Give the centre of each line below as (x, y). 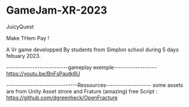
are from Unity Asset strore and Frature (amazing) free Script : (82, 91)
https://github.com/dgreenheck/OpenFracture (62, 98)
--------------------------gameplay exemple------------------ (82, 67)
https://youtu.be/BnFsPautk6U (43, 73)
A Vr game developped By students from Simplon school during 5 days (92, 49)
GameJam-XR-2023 (57, 10)
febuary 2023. (24, 56)
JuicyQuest (20, 27)
